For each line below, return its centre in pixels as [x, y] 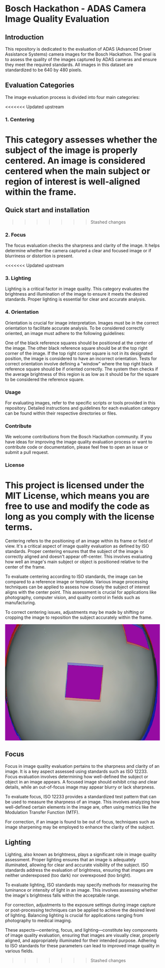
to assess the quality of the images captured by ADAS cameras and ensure [81, 59]
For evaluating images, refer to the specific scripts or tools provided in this [80, 403]
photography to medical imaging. [39, 920]
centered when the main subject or [78, 171]
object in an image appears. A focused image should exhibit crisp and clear [82, 782]
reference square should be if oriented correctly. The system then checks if [82, 369]
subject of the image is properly [71, 150]
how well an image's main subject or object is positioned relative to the [77, 562]
